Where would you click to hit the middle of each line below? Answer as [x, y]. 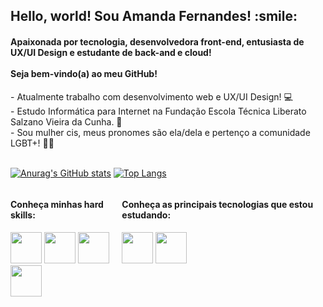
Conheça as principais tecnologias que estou [217, 205]
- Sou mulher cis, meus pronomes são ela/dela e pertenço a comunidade [160, 132]
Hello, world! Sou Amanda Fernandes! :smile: [154, 16]
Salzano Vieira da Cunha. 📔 [66, 121]
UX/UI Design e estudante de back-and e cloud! [111, 52]
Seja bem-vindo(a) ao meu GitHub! [84, 73]
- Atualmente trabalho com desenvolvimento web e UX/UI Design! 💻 [151, 96]
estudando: [146, 215]
